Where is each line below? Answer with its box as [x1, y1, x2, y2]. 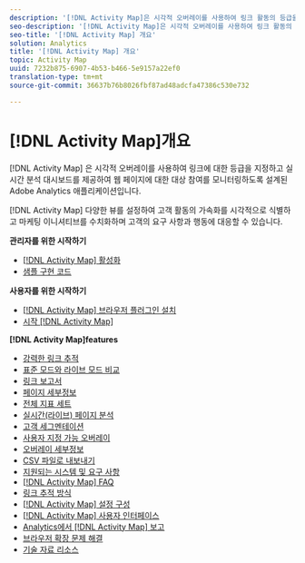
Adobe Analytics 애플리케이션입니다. [9, 185, 142, 196]
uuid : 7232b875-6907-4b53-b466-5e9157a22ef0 [9, 64, 181, 74]
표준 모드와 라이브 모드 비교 [22, 364, 121, 375]
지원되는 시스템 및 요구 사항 [22, 466, 121, 477]
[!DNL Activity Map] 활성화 [22, 254, 121, 265]
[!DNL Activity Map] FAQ [22, 476, 114, 487]
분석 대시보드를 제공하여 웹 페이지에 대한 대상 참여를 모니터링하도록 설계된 [25, 173, 289, 184]
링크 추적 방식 [22, 487, 72, 498]
